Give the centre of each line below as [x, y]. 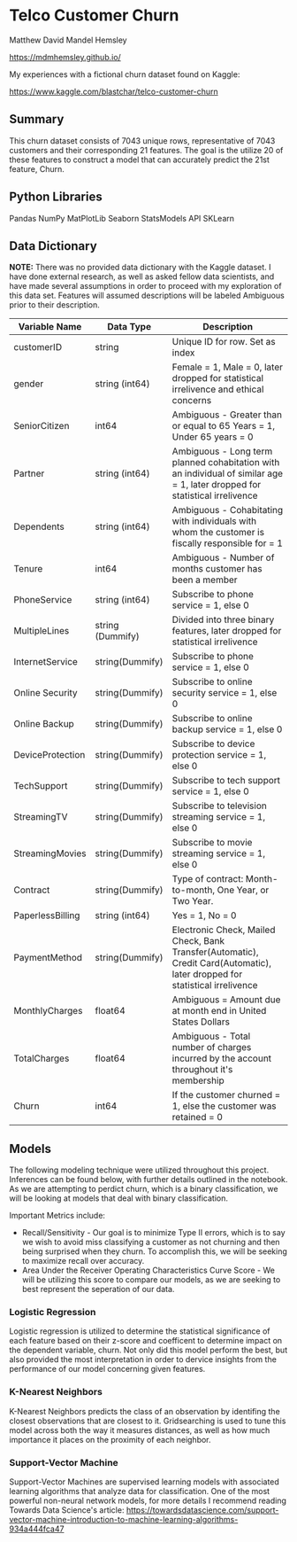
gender [29, 384]
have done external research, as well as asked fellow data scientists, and [142, 276]
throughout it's [202, 1070]
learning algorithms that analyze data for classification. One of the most [140, 1491]
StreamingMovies [50, 853]
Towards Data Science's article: [67, 1510]
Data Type [129, 327]
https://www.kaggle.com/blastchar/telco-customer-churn [114, 91]
